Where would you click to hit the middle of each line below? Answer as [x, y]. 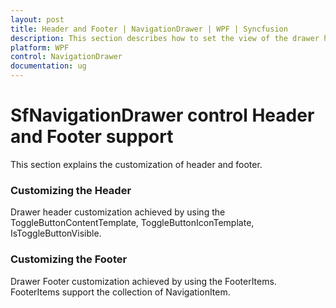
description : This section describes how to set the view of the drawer [165, 38]
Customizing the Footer [69, 259]
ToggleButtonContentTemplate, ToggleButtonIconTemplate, [132, 223]
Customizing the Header [71, 190]
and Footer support [92, 137]
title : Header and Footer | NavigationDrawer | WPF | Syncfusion [149, 29]
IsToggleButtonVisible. [56, 233]
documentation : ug [48, 66]
